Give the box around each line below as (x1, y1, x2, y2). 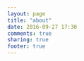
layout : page (7, 10, 46, 18)
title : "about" (7, 17, 52, 24)
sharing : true (7, 36, 49, 43)
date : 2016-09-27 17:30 (7, 23, 78, 30)
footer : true (7, 43, 46, 50)
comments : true (7, 29, 52, 37)
